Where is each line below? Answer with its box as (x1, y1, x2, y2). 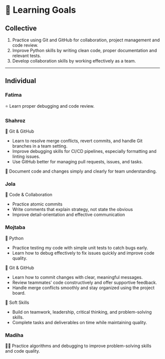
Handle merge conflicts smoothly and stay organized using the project (12, 285, 155, 291)
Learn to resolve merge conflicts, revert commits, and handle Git (12, 138, 143, 144)
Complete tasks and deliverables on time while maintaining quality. (12, 319, 147, 325)
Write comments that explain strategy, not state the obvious (12, 207, 133, 212)
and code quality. (5, 348, 40, 354)
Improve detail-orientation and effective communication (12, 211, 125, 218)
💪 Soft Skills (5, 299, 29, 305)
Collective (5, 24, 37, 32)
